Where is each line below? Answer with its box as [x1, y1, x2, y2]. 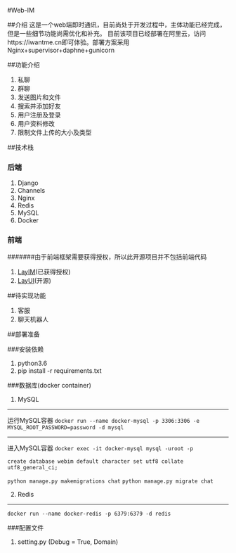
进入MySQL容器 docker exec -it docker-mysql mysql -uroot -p [7, 443, 194, 452]
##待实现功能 [7, 291, 46, 300]
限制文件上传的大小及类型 [17, 128, 92, 136]
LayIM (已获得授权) [17, 267, 71, 276]
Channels [17, 186, 46, 195]
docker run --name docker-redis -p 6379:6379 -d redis [7, 510, 171, 517]
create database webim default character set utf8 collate [7, 457, 184, 465]
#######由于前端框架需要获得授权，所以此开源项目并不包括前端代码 [7, 253, 207, 261]
